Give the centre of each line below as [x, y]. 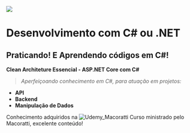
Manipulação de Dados [44, 105]
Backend [26, 99]
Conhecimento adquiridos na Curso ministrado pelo [95, 117]
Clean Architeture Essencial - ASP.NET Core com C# [73, 69]
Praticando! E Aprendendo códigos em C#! [88, 55]
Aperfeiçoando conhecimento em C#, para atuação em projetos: [101, 81]
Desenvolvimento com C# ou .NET [94, 33]
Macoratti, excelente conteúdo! [45, 123]
